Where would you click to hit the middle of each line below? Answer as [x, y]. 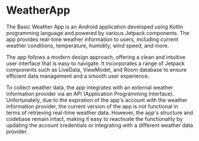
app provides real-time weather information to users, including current [92, 39]
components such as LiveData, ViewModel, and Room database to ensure [97, 69]
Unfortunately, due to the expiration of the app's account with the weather [97, 100]
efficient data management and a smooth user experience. [78, 76]
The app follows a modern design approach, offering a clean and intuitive [96, 57]
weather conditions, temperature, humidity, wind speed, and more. [88, 46]
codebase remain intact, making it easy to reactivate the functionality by [94, 118]
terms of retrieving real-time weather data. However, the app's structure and [99, 113]
